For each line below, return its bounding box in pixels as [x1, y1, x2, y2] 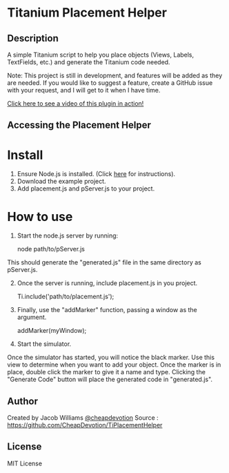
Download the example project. [17, 177, 106, 186]
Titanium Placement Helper [7, 5, 168, 21]
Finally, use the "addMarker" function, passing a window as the [17, 306, 198, 314]
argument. [17, 313, 47, 322]
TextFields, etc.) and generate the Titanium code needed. [7, 58, 170, 66]
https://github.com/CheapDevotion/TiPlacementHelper [7, 421, 163, 429]
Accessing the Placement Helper [7, 119, 152, 131]
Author [7, 395, 38, 407]
